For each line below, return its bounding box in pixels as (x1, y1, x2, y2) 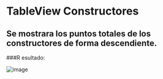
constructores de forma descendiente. (6, 38, 157, 48)
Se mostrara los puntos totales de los (6, 29, 151, 39)
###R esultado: (6, 54, 45, 61)
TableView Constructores (6, 4, 139, 18)
